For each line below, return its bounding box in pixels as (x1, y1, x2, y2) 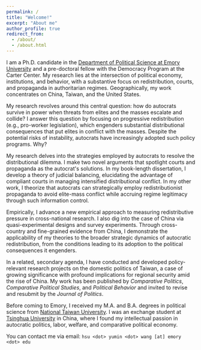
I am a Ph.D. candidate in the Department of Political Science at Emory (6, 58, 180, 66)
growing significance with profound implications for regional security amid (6, 271, 190, 278)
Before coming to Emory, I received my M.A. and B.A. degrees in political (6, 301, 186, 309)
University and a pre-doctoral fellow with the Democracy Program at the (6, 65, 185, 72)
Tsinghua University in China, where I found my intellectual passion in (6, 315, 178, 322)
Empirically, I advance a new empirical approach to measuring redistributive (6, 208, 194, 216)
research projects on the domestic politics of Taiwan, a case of (27, 265, 183, 272)
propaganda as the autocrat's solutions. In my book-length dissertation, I (6, 164, 186, 172)
